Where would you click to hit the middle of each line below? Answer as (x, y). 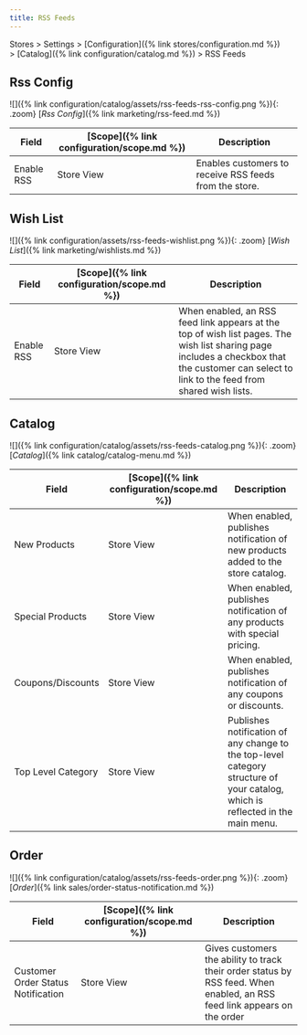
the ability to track (243, 959)
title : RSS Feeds (42, 18)
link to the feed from (222, 380)
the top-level (255, 755)
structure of (253, 777)
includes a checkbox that (232, 357)
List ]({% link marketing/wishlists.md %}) (85, 250)
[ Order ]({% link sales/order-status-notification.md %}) (112, 887)
